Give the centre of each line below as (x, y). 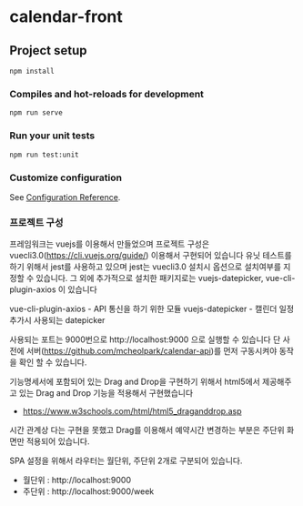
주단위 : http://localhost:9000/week (88, 491)
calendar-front (66, 17)
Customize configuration (66, 177)
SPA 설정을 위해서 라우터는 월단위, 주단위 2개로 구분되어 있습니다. (126, 460)
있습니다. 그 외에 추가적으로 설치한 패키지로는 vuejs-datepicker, (150, 278)
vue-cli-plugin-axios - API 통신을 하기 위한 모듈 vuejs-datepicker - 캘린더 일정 (151, 309)
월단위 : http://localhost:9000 (77, 481)
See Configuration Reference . (65, 197)
